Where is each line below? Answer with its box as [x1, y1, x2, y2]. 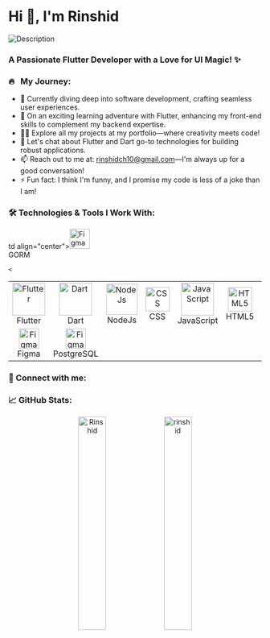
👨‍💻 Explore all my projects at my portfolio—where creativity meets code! [19, 128, 260, 138]
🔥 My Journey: [8, 76, 72, 87]
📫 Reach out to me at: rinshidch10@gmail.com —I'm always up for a [19, 155, 245, 164]
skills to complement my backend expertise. [19, 120, 166, 130]
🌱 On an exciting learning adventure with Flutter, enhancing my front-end [19, 111, 262, 121]
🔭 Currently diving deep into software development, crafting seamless [19, 94, 252, 104]
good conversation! [19, 166, 85, 176]
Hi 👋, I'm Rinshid [8, 7, 119, 26]
